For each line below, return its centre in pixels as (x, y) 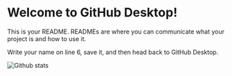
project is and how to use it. (47, 38)
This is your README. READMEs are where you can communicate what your (116, 31)
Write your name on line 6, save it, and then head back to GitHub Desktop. (113, 52)
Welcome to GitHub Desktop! (92, 13)
